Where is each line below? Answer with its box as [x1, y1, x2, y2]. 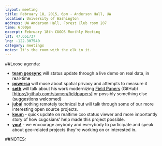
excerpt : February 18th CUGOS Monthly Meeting [5, 29, 101, 34]
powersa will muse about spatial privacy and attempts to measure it [12, 80, 147, 86]
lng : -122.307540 [5, 39, 40, 44]
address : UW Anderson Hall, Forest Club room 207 [5, 20, 107, 26]
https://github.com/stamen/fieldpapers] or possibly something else [14, 90, 147, 97]
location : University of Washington [5, 16, 79, 21]
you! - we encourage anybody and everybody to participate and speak [12, 121, 154, 127]
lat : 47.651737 [5, 34, 36, 39]
